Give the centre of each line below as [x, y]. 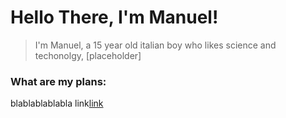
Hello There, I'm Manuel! [114, 17]
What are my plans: [58, 81]
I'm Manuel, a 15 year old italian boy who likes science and [155, 45]
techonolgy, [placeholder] [88, 55]
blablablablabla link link [57, 103]
